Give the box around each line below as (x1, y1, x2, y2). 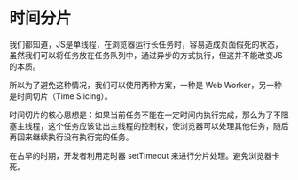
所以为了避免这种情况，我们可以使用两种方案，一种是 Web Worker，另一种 (9, 79, 282, 90)
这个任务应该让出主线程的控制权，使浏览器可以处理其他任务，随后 (47, 120, 289, 131)
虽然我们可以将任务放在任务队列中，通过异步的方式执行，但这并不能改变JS (9, 49, 283, 60)
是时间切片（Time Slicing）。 (9, 90, 113, 101)
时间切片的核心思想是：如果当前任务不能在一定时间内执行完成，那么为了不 (9, 109, 281, 120)
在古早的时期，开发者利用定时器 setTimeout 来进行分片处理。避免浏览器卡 (9, 150, 280, 161)
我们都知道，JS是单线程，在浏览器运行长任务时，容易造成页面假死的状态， (9, 39, 283, 49)
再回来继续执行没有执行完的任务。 (9, 131, 134, 142)
